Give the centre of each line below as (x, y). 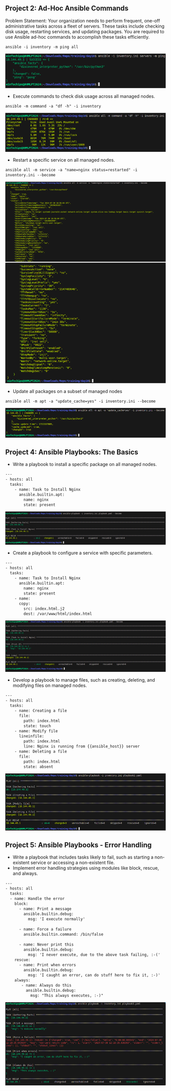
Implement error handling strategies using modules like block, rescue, (86, 868)
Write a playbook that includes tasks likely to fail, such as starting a (83, 857)
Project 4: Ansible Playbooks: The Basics (72, 452)
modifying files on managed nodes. (50, 686)
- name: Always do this (46, 985)
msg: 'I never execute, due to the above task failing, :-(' (94, 955)
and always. (25, 873)
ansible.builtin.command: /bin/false (63, 934)
